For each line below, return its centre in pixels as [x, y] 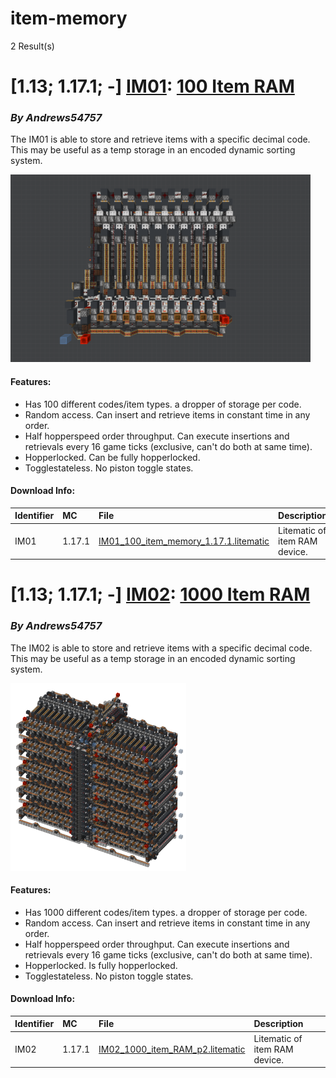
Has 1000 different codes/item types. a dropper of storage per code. [166, 912]
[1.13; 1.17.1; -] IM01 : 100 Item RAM [152, 86]
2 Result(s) [32, 46]
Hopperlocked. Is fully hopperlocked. [101, 965]
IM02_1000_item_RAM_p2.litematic [172, 1049]
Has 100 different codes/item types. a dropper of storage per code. [163, 404]
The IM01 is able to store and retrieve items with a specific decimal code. [160, 139]
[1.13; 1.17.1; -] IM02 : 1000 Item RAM [160, 594]
